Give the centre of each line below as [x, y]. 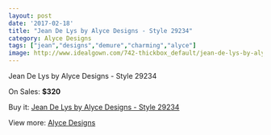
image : [19, 53]
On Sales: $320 [35, 92]
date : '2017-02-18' [41, 23]
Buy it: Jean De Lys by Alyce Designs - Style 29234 [94, 107]
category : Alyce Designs [50, 38]
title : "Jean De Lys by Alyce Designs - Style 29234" [101, 31]
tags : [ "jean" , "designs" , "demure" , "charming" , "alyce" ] [102, 46]
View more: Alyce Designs [52, 123]
